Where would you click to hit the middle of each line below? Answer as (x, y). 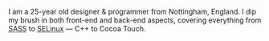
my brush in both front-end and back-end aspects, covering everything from (135, 20)
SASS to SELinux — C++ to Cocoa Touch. (77, 29)
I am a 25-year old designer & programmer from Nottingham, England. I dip (132, 12)
